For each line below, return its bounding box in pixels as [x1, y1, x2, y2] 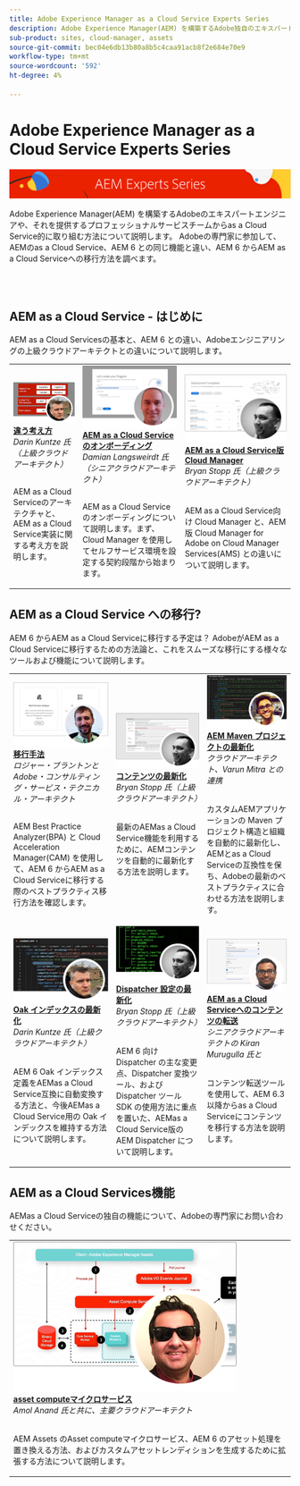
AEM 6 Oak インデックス [12, 1067, 104, 1077]
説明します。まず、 [89, 523, 160, 534]
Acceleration [12, 841, 61, 852]
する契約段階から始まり [89, 557, 177, 568]
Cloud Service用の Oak [12, 1111, 98, 1122]
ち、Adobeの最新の [206, 871, 279, 882]
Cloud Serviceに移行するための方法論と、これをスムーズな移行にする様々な [9, 644, 287, 654]
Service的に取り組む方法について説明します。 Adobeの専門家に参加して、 [9, 231, 281, 241]
